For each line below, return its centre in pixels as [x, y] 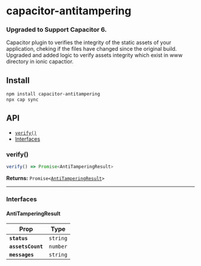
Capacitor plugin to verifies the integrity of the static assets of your [89, 42]
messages [22, 255]
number [58, 247]
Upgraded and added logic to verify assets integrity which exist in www [95, 55]
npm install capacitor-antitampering [53, 94]
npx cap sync [22, 100]
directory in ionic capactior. [40, 61]
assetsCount [26, 247]
